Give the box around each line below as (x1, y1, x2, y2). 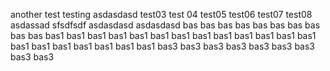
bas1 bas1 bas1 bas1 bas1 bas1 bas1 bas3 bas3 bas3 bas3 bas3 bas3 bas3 (10, 40, 316, 52)
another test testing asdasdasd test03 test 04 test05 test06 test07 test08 (10, 9, 313, 20)
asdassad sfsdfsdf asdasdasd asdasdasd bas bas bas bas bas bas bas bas (10, 19, 321, 31)
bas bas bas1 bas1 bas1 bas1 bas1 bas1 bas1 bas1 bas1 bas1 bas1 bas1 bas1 (10, 30, 317, 41)
